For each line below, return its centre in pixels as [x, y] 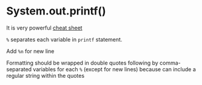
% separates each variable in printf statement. [64, 39]
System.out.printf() [56, 11]
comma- [170, 63]
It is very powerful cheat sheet [45, 28]
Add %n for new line [30, 51]
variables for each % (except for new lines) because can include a [114, 69]
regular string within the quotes [45, 75]
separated [19, 69]
